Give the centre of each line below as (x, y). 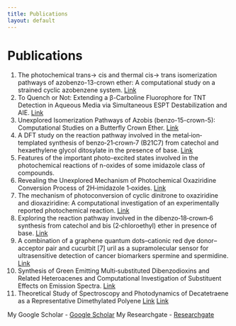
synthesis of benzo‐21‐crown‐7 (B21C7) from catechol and (134, 143)
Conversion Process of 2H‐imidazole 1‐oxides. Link (92, 188)
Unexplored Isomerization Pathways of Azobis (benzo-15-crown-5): (117, 120)
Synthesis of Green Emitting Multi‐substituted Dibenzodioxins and (113, 271)
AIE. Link (30, 113)
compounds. (36, 173)
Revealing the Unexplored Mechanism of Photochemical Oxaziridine (117, 181)
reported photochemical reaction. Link (73, 210)
